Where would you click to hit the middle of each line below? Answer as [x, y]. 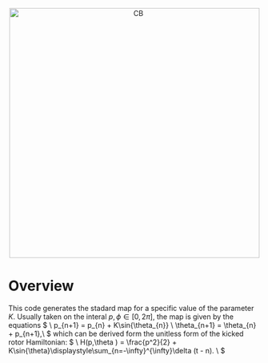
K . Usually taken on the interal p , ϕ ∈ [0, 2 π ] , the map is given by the [121, 317]
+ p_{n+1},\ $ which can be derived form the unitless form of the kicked [126, 333]
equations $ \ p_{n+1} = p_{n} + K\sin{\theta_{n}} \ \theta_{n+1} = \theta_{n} [132, 325]
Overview [41, 286]
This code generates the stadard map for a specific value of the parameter [131, 308]
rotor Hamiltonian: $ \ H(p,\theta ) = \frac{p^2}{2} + [93, 342]
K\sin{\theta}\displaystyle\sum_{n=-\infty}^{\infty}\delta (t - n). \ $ [117, 350]
